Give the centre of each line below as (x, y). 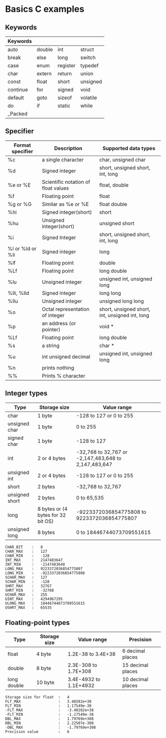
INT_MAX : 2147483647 (34, 560)
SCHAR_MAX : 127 (26, 577)
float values (55, 188)
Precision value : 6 (37, 732)
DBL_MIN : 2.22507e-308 (49, 723)
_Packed (18, 114)
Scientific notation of (66, 182)
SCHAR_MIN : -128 (27, 581)
